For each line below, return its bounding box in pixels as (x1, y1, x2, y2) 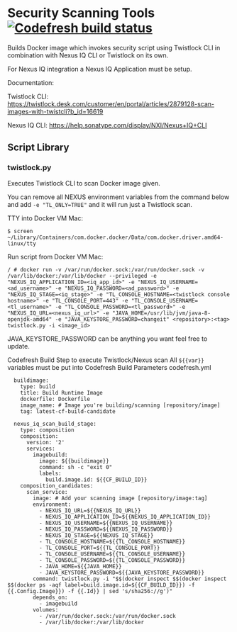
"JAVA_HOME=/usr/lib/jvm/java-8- (112, 310, 211, 317)
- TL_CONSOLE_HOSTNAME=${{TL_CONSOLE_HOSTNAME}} (38, 538, 186, 545)
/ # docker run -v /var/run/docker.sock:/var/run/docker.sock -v (7, 266, 204, 273)
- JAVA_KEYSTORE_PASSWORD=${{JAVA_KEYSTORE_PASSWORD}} (38, 569, 204, 576)
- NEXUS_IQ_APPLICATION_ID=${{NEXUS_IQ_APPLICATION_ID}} (38, 513, 211, 520)
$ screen (7, 227, 33, 235)
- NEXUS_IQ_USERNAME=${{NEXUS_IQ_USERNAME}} (38, 519, 173, 526)
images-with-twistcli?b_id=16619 (7, 107, 104, 115)
